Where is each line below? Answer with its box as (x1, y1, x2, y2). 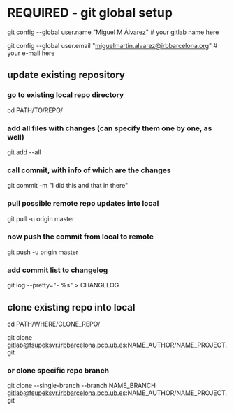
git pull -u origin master (7, 214, 75, 223)
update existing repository (7, 69, 126, 81)
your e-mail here (7, 49, 55, 57)
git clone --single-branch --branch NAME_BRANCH (7, 382, 156, 390)
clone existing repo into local (7, 301, 136, 313)
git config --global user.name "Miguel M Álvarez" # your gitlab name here (7, 28, 219, 36)
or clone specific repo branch (7, 365, 110, 375)
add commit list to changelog (7, 265, 108, 275)
